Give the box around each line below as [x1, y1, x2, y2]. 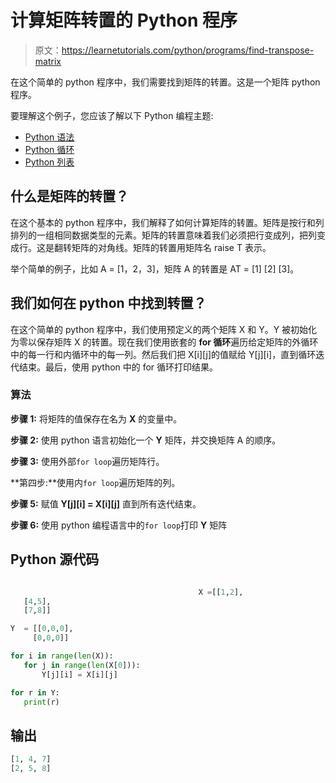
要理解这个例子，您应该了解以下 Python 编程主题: [10, 109, 214, 121]
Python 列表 [24, 156, 75, 168]
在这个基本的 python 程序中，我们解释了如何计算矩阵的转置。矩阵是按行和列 [10, 216, 325, 228]
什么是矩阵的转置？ [10, 188, 129, 205]
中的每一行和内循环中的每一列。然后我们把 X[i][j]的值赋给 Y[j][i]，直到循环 [10, 348, 317, 360]
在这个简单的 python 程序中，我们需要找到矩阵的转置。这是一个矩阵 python [10, 76, 321, 88]
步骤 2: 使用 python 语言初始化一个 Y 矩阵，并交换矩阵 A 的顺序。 [10, 434, 282, 446]
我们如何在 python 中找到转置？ [10, 295, 207, 312]
